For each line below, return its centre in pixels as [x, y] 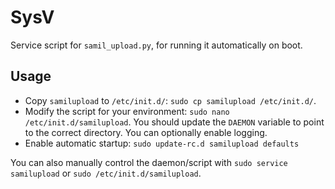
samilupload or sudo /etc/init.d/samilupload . [106, 173]
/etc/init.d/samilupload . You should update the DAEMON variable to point [174, 122]
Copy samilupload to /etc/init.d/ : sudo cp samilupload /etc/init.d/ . [170, 100]
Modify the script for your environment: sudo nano [127, 111]
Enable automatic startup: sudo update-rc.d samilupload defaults [162, 143]
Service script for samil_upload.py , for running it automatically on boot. [156, 45]
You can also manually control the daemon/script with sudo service [149, 162]
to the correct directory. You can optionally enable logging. [146, 132]
